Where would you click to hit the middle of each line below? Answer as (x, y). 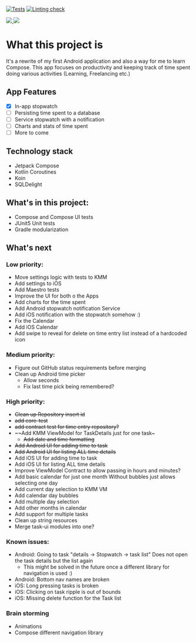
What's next (29, 248)
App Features (31, 92)
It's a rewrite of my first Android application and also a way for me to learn (96, 61)
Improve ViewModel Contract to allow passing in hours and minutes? (97, 470)
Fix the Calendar (34, 321)
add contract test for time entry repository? (67, 427)
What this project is (55, 45)
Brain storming (28, 613)
